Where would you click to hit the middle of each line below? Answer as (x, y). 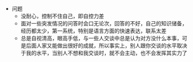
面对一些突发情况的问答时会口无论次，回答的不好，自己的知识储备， (104, 23)
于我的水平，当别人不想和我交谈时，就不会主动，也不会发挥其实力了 (104, 53)
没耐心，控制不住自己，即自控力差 (62, 16)
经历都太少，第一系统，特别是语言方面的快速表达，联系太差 (94, 31)
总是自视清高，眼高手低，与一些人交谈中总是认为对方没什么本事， (101, 38)
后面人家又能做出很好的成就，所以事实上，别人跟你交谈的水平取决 (107, 45)
